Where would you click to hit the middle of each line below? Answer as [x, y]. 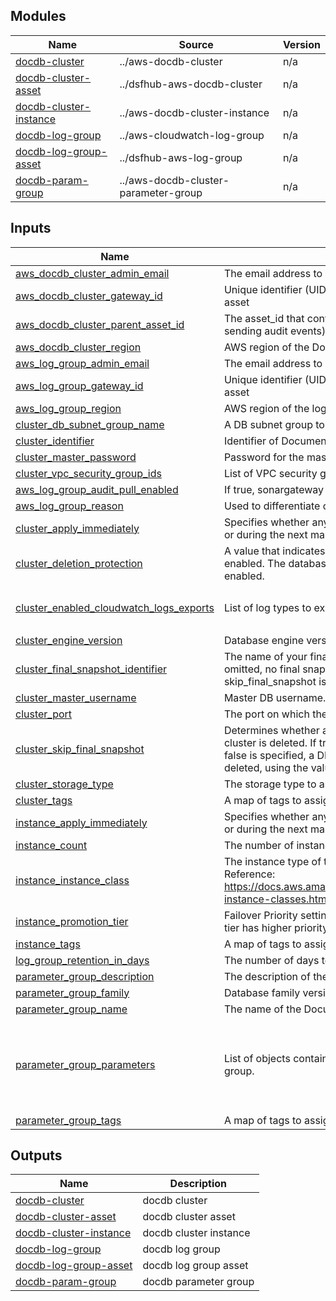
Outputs [36, 1155]
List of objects [257, 1058]
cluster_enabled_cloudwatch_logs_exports [115, 608]
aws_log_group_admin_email [82, 363]
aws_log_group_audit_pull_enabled [97, 489]
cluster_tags [44, 800]
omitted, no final [261, 669]
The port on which [266, 714]
